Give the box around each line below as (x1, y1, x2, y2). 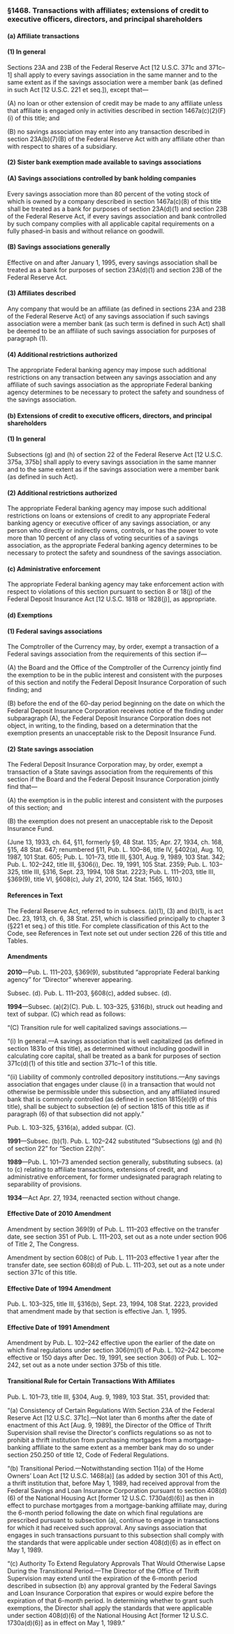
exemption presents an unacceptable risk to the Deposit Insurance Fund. (7, 729, 217, 737)
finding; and (7, 686, 42, 694)
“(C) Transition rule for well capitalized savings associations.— (7, 1023, 187, 1031)
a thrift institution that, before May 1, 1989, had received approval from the (7, 1479, 221, 1487)
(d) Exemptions (7, 610, 53, 619)
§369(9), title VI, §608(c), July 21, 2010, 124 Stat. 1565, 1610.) (7, 875, 183, 883)
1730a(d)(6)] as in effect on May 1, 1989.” (7, 1619, 126, 1627)
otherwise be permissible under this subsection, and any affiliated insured (7, 1087, 220, 1096)
